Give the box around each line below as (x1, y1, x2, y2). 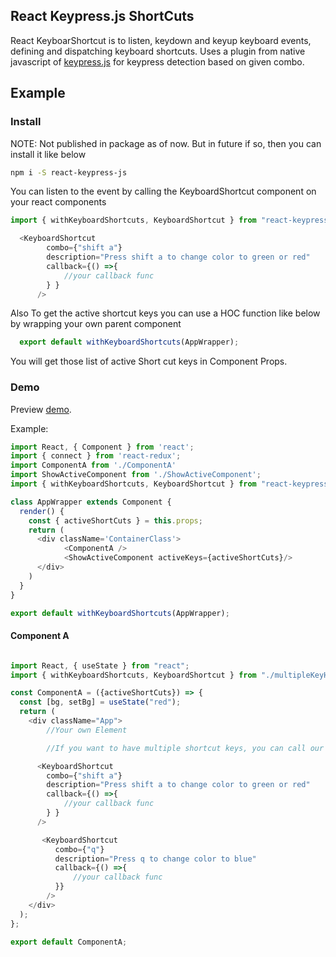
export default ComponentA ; (10, 937, 128, 947)
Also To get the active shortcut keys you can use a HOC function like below (10, 307, 321, 319)
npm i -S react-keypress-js (10, 167, 128, 178)
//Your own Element (46, 725, 128, 735)
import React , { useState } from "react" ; (10, 660, 190, 671)
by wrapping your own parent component (10, 318, 182, 330)
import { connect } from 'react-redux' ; (10, 451, 182, 461)
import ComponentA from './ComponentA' (10, 460, 177, 471)
